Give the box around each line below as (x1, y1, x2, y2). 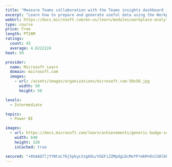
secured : (5, 154, 24, 159)
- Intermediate (10, 102, 42, 108)
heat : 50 (5, 50, 24, 55)
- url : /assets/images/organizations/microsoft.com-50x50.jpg (14, 79, 150, 84)
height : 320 (14, 139, 40, 145)
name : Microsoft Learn (10, 65, 58, 70)
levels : (5, 97, 22, 102)
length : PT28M (5, 31, 36, 36)
